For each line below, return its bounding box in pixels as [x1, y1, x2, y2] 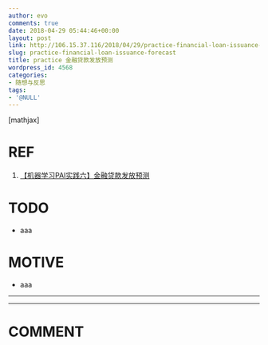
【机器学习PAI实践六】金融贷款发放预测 [19, 171, 150, 180]
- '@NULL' [8, 93, 41, 101]
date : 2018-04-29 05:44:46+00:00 [8, 26, 120, 34]
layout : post [8, 34, 52, 42]
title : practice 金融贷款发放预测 [8, 57, 113, 65]
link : [8, 42, 26, 50]
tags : [8, 85, 26, 94]
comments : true [8, 19, 59, 27]
